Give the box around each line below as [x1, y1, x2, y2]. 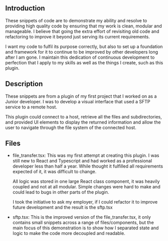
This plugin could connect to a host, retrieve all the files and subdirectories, [5, 113, 162, 119]
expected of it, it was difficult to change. [12, 169, 97, 175]
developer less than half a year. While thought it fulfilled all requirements [12, 163, 163, 169]
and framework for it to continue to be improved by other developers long [5, 49, 158, 55]
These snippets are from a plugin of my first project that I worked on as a [5, 93, 157, 99]
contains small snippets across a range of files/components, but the [12, 220, 154, 226]
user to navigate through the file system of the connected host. [5, 124, 137, 131]
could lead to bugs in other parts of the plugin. [12, 189, 109, 195]
